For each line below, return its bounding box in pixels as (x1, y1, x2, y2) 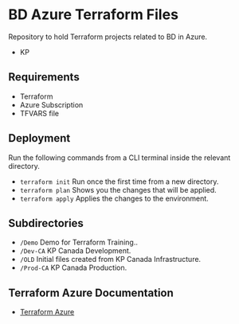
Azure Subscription (19, 100, 84, 109)
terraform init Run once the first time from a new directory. (19, 177, 219, 186)
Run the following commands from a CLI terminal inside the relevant (8, 153, 231, 162)
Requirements (8, 70, 80, 84)
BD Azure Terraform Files (8, 6, 179, 24)
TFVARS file (19, 108, 60, 118)
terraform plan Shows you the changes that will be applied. (19, 185, 217, 194)
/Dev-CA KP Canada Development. (19, 246, 131, 256)
